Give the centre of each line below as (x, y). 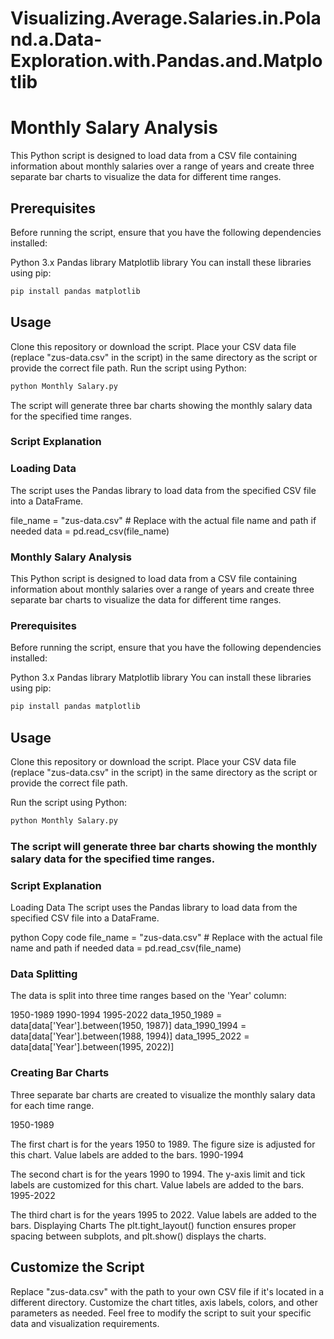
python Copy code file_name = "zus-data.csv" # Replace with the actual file (166, 938)
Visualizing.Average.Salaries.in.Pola (166, 18)
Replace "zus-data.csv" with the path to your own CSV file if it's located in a (167, 1291)
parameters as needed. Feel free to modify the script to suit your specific (161, 1313)
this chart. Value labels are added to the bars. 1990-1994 (127, 1154)
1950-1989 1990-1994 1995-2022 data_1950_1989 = (116, 1015)
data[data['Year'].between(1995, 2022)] (92, 1047)
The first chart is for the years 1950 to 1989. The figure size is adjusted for (163, 1144)
